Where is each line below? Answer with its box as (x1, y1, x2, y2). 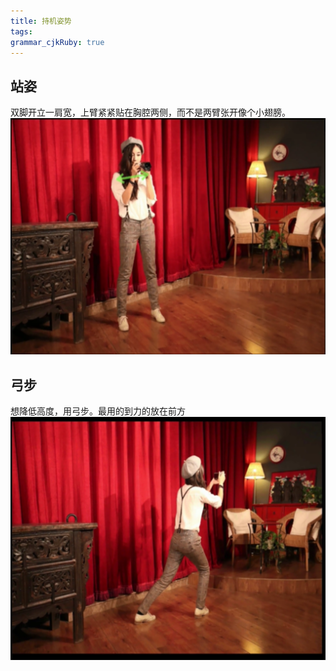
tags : (10, 26, 33, 37)
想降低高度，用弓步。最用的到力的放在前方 (10, 405, 186, 417)
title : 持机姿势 (10, 16, 72, 26)
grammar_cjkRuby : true (10, 37, 105, 47)
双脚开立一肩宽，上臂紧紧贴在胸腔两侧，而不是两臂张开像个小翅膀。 (10, 106, 291, 119)
